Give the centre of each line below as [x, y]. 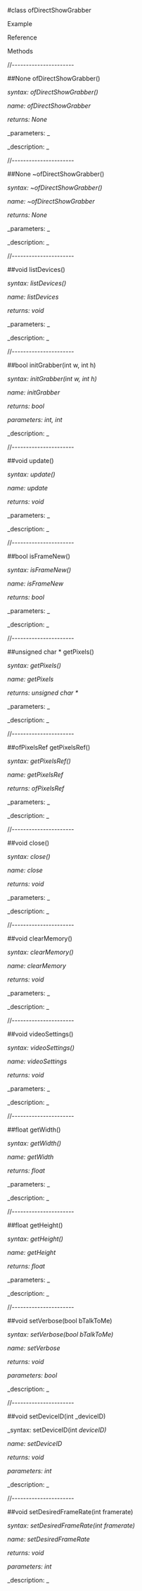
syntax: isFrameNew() [39, 570]
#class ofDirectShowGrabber [49, 10]
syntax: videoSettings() [41, 1048]
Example [20, 24]
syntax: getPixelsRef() [39, 761]
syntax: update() [31, 474]
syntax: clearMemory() [40, 952]
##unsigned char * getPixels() [51, 652]
